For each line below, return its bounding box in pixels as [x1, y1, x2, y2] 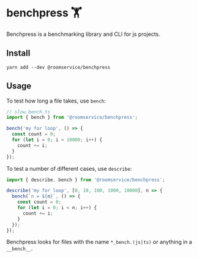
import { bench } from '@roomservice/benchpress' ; [6, 115, 138, 121]
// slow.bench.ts [6, 109, 51, 115]
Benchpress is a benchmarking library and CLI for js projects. [6, 30, 161, 38]
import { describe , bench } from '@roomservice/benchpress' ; [6, 176, 166, 183]
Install [6, 48, 31, 59]
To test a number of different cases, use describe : [6, 165, 133, 172]
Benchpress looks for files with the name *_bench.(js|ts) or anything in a [6, 238, 193, 246]
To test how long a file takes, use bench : [6, 97, 106, 104]
